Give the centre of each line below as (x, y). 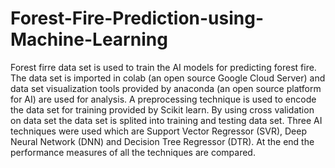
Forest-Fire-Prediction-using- (137, 18)
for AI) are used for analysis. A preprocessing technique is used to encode (163, 99)
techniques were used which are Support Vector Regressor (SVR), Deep (158, 131)
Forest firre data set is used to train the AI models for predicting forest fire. (163, 67)
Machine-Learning (89, 39)
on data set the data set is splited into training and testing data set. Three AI (166, 120)
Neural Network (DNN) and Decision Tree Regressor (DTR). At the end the (162, 141)
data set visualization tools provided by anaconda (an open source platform (166, 88)
